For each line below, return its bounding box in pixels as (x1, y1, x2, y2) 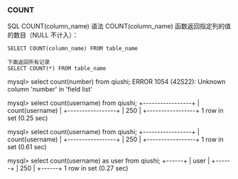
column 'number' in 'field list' (7, 85, 93, 94)
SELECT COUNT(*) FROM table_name (7, 65, 107, 72)
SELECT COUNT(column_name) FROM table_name (7, 45, 139, 53)
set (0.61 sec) (7, 143, 48, 151)
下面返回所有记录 (7, 59, 50, 66)
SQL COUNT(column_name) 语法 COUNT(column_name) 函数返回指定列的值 (7, 22, 232, 31)
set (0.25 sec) (7, 114, 48, 122)
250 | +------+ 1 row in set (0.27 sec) (20, 164, 129, 173)
